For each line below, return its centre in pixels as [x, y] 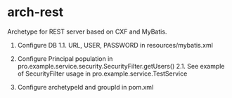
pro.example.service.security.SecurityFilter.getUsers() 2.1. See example [121, 66]
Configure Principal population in [65, 58]
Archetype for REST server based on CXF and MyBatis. [87, 31]
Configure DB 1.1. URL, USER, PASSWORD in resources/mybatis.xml [115, 45]
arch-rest [36, 12]
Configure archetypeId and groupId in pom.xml [85, 87]
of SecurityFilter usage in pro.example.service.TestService [102, 73]
